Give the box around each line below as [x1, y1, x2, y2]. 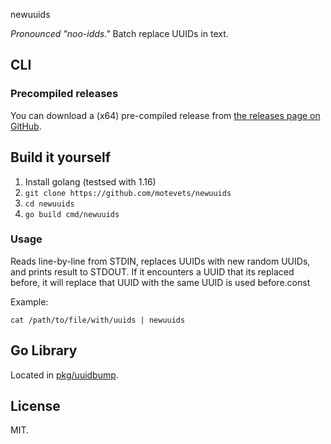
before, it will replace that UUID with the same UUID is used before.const [10, 276, 311, 288]
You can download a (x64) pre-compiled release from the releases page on [10, 109, 321, 121]
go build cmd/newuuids [24, 209, 120, 219]
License [10, 398, 61, 414]
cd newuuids [24, 199, 75, 209]
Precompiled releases [10, 87, 119, 101]
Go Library [10, 342, 78, 359]
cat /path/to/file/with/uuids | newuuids [10, 315, 186, 325]
